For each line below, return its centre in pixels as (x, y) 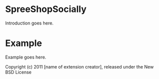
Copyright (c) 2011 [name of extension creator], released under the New (79, 66)
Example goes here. (26, 57)
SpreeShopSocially (46, 9)
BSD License (18, 72)
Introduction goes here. (29, 23)
